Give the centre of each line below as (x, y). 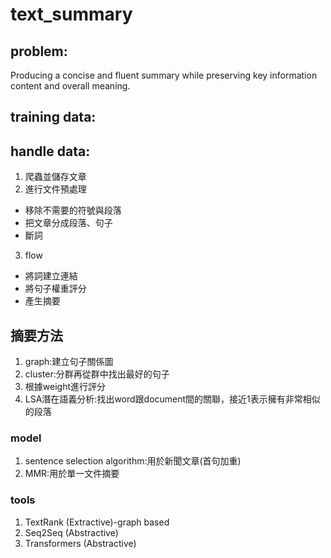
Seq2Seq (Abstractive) (71, 532)
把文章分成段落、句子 (68, 223)
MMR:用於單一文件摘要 (72, 474)
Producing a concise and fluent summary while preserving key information (164, 75)
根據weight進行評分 (65, 387)
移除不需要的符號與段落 (73, 210)
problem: (39, 51)
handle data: (50, 151)
